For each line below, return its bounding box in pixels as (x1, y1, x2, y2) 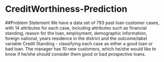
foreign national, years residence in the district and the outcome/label (5, 35, 147, 41)
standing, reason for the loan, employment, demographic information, (5, 30, 147, 36)
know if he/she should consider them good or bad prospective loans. (5, 51, 146, 57)
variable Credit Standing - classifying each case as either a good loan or (5, 40, 153, 46)
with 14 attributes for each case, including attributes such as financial (5, 25, 147, 31)
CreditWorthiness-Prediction (5, 3, 127, 15)
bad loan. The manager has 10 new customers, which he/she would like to (5, 46, 157, 52)
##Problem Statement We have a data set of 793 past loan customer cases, (5, 20, 160, 26)
